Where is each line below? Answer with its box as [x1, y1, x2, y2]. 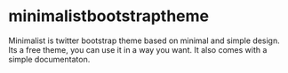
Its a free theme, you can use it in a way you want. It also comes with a [8, 44, 268, 55]
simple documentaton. [8, 54, 91, 64]
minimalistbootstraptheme [8, 6, 210, 26]
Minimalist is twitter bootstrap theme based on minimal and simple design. [8, 35, 281, 46]
